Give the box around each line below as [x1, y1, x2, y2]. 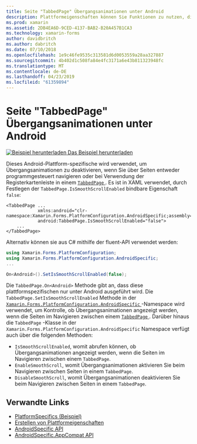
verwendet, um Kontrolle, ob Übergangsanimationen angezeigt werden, [6, 307, 179, 314]
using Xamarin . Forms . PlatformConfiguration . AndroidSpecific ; [6, 255, 159, 261]
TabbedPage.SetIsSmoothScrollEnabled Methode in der [6, 294, 137, 302]
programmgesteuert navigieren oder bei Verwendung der [6, 172, 145, 179]
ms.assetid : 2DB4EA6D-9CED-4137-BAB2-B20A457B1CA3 [6, 25, 133, 31]
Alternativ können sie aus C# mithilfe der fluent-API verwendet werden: [6, 238, 178, 245]
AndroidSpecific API [14, 425, 63, 432]
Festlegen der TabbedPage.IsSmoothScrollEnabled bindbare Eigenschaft [6, 185, 178, 192]
